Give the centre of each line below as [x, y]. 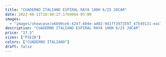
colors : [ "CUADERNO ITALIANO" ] [37, 42]
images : [13, 19]
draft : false [19, 47]
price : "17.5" [20, 33]
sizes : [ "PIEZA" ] [23, 38]
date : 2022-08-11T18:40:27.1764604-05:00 [48, 14]
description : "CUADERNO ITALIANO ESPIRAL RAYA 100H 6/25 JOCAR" [73, 28]
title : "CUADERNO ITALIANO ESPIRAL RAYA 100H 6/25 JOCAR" [66, 10]
